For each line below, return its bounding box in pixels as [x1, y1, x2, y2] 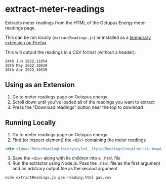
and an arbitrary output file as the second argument [12, 166, 118, 172]
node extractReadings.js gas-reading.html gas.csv [5, 175, 112, 180]
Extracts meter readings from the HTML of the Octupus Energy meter [5, 20, 146, 26]
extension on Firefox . [5, 39, 48, 45]
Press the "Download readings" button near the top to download [12, 104, 143, 110]
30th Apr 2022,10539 [5, 67, 48, 72]
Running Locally [5, 119, 56, 127]
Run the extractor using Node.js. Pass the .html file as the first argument [12, 160, 161, 166]
